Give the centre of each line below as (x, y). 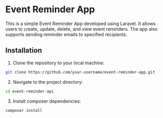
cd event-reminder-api (30, 91)
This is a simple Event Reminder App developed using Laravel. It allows (80, 23)
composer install (24, 110)
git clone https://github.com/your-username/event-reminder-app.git (80, 72)
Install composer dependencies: (47, 101)
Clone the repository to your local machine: (58, 63)
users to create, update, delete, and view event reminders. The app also (81, 29)
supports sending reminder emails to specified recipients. (66, 34)
